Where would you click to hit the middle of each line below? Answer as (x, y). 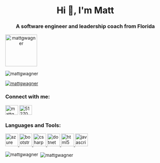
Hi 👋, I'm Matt (85, 10)
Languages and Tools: (33, 125)
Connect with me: (28, 97)
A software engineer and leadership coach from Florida (85, 26)
